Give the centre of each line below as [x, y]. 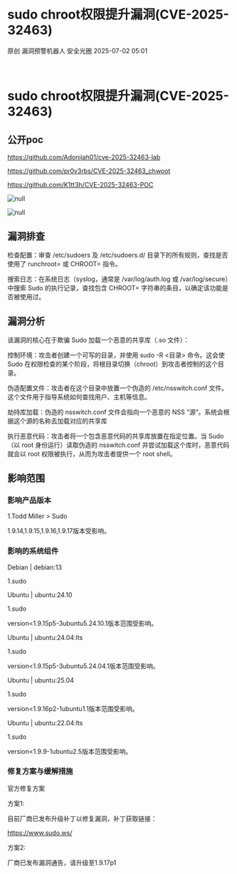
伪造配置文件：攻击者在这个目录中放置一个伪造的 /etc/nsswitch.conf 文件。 [118, 388]
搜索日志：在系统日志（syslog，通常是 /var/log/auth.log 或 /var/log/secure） [120, 279]
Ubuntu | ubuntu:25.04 [41, 680]
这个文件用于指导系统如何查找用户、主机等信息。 [79, 396]
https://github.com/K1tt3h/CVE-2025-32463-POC [80, 184]
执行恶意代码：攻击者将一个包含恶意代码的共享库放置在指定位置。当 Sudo [116, 436]
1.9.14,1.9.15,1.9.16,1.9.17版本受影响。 [59, 531]
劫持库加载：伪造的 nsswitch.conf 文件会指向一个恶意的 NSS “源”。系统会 [116, 412]
